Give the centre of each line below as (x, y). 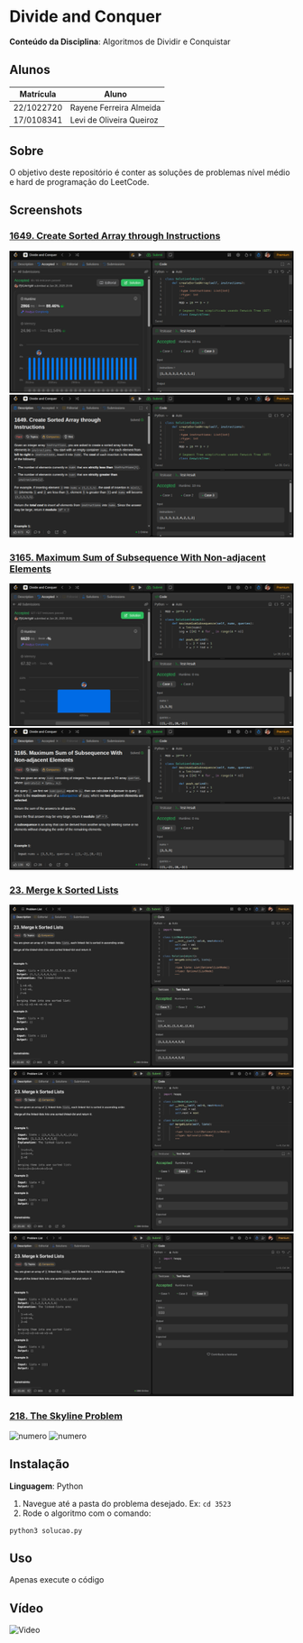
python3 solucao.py (46, 1530)
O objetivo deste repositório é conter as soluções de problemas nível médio (150, 172)
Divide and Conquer (86, 17)
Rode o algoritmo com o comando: (87, 1513)
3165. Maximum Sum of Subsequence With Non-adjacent (138, 557)
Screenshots (46, 211)
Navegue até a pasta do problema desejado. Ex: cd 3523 (127, 1503)
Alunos (30, 70)
